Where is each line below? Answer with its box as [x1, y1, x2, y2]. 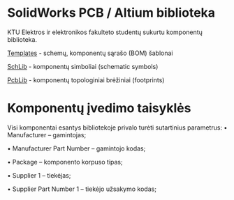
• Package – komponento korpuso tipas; [7, 157, 124, 166]
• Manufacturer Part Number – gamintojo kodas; [7, 144, 146, 153]
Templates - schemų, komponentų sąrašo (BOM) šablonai [7, 49, 173, 57]
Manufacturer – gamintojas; [7, 130, 87, 139]
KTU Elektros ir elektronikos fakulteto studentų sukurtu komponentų [7, 28, 203, 36]
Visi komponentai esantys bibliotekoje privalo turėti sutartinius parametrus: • [7, 123, 228, 132]
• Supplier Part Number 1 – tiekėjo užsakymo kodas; [7, 185, 157, 193]
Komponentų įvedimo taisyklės [7, 100, 191, 116]
